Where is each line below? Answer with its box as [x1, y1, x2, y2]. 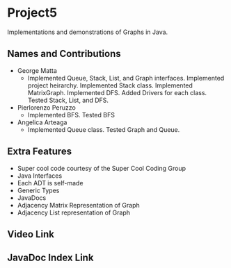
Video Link [7, 228, 54, 240]
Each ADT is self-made [17, 178, 83, 187]
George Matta [17, 66, 58, 74]
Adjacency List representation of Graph [17, 208, 131, 217]
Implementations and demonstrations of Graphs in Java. [7, 28, 168, 36]
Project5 [7, 5, 58, 21]
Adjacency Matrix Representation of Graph [17, 201, 141, 209]
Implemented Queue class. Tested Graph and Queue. [27, 125, 180, 133]
